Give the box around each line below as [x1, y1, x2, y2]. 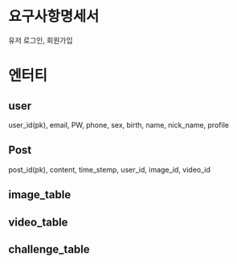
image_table [8, 188, 72, 201]
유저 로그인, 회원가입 [8, 35, 73, 45]
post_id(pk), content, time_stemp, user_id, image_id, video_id [8, 164, 211, 174]
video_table [8, 215, 68, 229]
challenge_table [8, 242, 90, 256]
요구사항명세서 [8, 7, 100, 26]
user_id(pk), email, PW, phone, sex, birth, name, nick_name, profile [8, 120, 229, 129]
